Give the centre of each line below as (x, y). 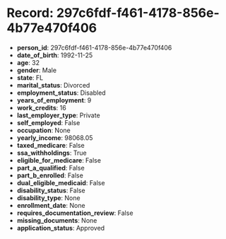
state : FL (30, 77)
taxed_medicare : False (51, 145)
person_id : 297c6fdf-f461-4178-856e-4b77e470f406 (94, 47)
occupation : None (44, 130)
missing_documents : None (57, 220)
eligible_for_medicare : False (59, 160)
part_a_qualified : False (51, 168)
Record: (30, 13)
